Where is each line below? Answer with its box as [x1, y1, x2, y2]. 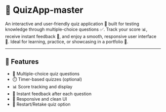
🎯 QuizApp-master [5, 4, 83, 16]
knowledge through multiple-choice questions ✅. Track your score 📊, [5, 26, 148, 32]
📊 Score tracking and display [12, 83, 73, 89]
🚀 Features [5, 58, 39, 66]
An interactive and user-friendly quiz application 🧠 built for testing [5, 21, 139, 27]
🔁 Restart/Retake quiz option [12, 101, 71, 107]
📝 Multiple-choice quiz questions [12, 71, 80, 76]
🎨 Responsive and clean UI [12, 96, 67, 102]
